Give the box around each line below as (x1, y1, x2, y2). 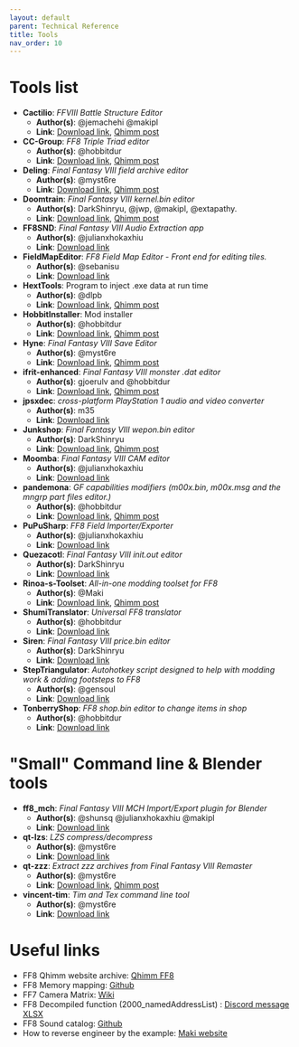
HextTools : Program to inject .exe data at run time (22, 280, 209, 291)
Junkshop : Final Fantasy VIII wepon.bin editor (22, 424, 195, 435)
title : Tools (9, 30, 59, 39)
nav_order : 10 (9, 38, 63, 48)
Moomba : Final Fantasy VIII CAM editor (22, 453, 170, 464)
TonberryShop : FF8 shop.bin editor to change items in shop (22, 703, 248, 714)
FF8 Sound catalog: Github (22, 1018, 123, 1029)
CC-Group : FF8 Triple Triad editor (22, 137, 150, 147)
